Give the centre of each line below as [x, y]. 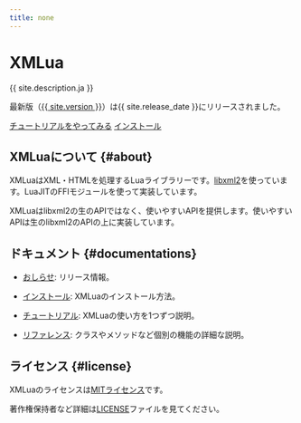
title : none [32, 18]
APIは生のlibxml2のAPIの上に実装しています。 [94, 222]
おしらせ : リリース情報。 [68, 277]
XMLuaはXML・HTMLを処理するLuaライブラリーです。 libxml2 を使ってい [145, 180]
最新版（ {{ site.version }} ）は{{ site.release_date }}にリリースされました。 [147, 106]
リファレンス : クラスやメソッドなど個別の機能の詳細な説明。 [136, 335]
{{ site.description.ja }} [52, 88]
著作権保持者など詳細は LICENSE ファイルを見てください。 [117, 409]
